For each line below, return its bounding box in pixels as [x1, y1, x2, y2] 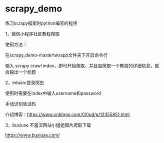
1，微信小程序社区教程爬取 [5, 30, 60, 36]
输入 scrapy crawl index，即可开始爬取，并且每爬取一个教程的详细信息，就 [5, 62, 159, 68]
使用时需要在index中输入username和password [5, 90, 101, 96]
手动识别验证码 [5, 100, 36, 106]
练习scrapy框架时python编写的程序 [5, 20, 77, 26]
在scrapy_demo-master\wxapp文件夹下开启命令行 [5, 52, 108, 58]
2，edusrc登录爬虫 [5, 79, 44, 85]
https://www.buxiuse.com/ [5, 132, 60, 138]
